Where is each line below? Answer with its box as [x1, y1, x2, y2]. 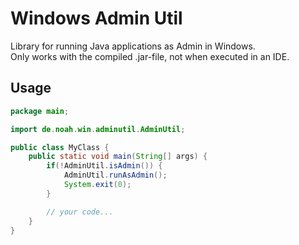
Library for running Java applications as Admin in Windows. [10, 40, 256, 52]
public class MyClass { [10, 142, 110, 152]
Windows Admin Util [10, 7, 183, 30]
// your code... [46, 207, 114, 217]
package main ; [10, 106, 70, 116]
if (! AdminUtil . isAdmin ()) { [46, 161, 163, 171]
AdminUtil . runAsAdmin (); [63, 170, 168, 181]
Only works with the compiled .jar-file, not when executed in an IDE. [10, 50, 290, 62]
